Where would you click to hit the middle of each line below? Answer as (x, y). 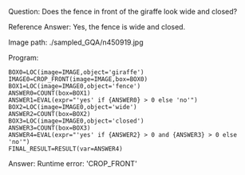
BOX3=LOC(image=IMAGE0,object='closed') (77, 121)
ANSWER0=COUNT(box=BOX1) (49, 93)
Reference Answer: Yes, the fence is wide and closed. (97, 27)
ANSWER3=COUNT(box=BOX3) (49, 128)
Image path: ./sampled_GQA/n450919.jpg (76, 42)
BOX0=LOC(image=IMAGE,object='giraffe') (77, 72)
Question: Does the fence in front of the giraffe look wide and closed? (123, 12)
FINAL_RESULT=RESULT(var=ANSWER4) (66, 149)
